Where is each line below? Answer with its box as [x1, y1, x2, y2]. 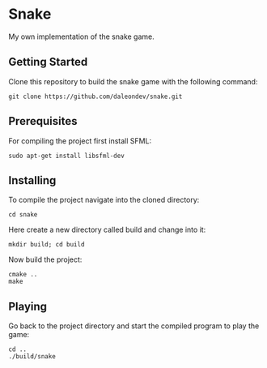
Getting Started [8, 55, 88, 69]
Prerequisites [8, 114, 78, 128]
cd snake [8, 211, 38, 219]
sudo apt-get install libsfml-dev [8, 152, 125, 160]
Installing [8, 173, 57, 187]
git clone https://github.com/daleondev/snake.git [8, 92, 183, 101]
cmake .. [8, 271, 38, 279]
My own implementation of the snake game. [8, 32, 155, 41]
